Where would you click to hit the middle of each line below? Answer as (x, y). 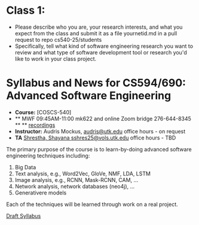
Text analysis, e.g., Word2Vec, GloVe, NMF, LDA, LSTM (83, 174)
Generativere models (41, 193)
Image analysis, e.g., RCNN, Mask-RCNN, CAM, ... (76, 180)
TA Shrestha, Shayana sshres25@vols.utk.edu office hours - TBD (95, 138)
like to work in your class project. (56, 59)
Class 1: (26, 10)
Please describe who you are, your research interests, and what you (99, 27)
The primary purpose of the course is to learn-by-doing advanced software (99, 149)
